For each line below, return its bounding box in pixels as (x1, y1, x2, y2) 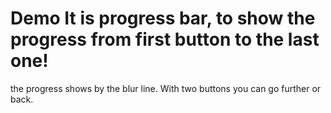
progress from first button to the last (10, 28, 320, 51)
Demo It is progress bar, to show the (10, 7, 316, 30)
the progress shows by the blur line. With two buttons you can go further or (10, 82, 322, 94)
